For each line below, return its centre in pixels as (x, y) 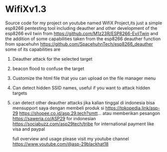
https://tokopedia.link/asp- (133, 108)
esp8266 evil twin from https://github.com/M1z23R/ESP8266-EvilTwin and (82, 33)
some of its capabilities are (33, 49)
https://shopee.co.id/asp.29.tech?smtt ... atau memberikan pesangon (90, 113)
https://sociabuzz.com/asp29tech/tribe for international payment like (83, 124)
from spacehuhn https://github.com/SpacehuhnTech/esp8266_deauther (79, 44)
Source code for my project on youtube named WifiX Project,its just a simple (84, 23)
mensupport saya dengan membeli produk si (58, 108)
